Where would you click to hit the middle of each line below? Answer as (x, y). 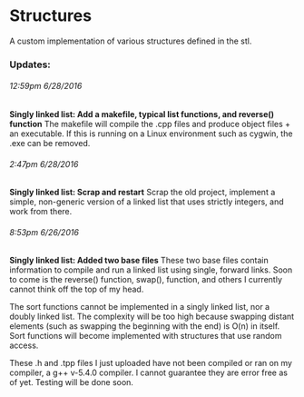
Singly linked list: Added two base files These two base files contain (139, 261)
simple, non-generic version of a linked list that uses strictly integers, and (147, 202)
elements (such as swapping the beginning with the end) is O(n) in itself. (145, 326)
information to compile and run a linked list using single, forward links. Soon (151, 270)
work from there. (41, 212)
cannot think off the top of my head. (77, 289)
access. (24, 345)
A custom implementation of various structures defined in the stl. (131, 41)
